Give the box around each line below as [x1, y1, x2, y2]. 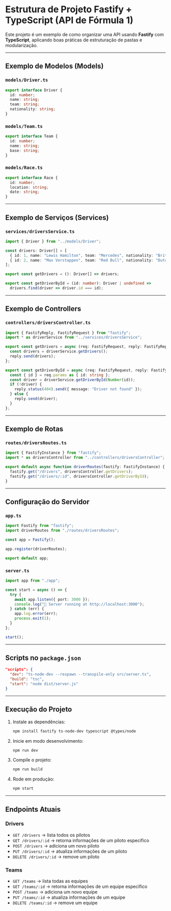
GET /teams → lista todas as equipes [12, 878, 88, 884]
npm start [12, 786, 34, 791]
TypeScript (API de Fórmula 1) [5, 14, 134, 26]
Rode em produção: [12, 776, 54, 782]
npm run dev [12, 748, 38, 753]
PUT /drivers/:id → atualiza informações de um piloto [12, 848, 127, 854]
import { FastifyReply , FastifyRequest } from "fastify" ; [5, 330, 131, 336]
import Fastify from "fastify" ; [5, 523, 74, 528]
